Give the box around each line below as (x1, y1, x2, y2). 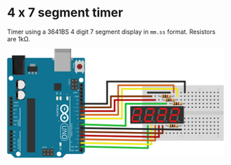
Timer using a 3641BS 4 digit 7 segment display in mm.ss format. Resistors (7, 27, 216, 36)
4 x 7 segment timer (7, 5, 124, 21)
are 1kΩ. (7, 34, 31, 43)
